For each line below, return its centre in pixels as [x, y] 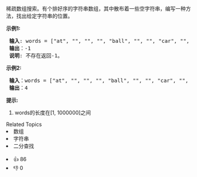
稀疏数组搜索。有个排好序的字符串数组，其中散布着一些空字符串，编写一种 [96, 8]
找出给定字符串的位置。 [45, 16]
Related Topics [24, 124]
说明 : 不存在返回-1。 [36, 55]
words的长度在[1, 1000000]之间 [52, 113]
